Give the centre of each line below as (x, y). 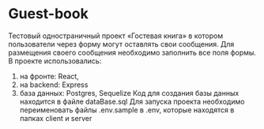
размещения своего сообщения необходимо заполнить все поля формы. (132, 52)
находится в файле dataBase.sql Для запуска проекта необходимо (132, 101)
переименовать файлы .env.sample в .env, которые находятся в (127, 110)
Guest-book (48, 14)
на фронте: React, (49, 76)
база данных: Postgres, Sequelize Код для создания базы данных (129, 93)
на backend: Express (54, 85)
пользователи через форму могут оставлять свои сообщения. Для (121, 44)
